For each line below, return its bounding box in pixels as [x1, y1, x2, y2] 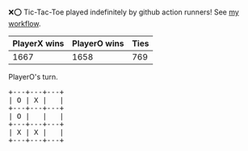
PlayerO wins [72, 38, 124, 49]
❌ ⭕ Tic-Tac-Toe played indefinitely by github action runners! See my [8, 7, 240, 17]
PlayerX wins [12, 38, 65, 49]
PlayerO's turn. [8, 72, 58, 81]
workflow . [8, 19, 41, 28]
